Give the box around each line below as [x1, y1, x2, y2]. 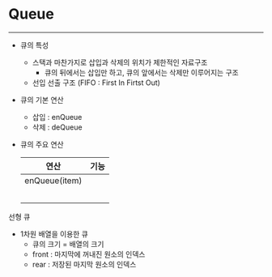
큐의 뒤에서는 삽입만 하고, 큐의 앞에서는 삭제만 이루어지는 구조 [44, 67, 239, 77]
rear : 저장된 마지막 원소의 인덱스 [32, 259, 137, 269]
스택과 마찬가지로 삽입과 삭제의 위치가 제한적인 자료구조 [32, 58, 208, 67]
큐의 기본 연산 [19, 95, 64, 104]
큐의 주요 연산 [19, 139, 64, 149]
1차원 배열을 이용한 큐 [19, 228, 89, 239]
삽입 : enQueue [32, 112, 83, 121]
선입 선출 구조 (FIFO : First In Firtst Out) [32, 78, 160, 87]
